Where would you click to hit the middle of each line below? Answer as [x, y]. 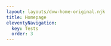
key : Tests [25, 28]
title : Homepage [26, 17]
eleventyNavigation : [32, 23]
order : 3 [22, 34]
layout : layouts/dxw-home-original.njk [56, 12]
